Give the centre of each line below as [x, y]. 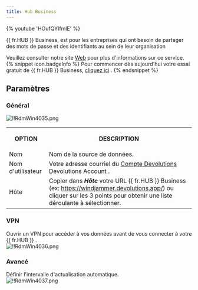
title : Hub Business [32, 12]
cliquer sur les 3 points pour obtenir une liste [111, 195]
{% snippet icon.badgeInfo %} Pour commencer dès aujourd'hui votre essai [98, 64]
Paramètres [28, 89]
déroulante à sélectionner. [85, 203]
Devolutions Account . [80, 171]
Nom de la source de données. [91, 154]
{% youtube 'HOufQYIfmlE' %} [43, 28]
